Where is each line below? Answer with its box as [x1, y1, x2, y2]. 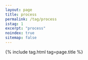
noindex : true [5, 30, 35, 35]
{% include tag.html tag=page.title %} [5, 48, 83, 55]
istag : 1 [5, 21, 23, 26]
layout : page [5, 7, 32, 12]
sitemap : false [5, 35, 37, 40]
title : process [5, 12, 37, 17]
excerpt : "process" [5, 26, 46, 31]
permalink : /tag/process [5, 16, 57, 21]
